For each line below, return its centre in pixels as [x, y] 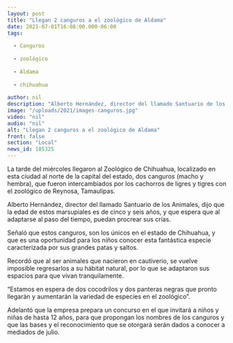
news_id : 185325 [31, 149]
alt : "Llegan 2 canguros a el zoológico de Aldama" [83, 130]
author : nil [24, 98]
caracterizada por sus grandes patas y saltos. [73, 248]
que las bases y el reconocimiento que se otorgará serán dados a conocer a [116, 325]
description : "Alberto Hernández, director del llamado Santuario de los [116, 104]
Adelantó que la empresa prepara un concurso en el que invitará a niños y [113, 310]
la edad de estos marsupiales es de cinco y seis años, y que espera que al [114, 212]
